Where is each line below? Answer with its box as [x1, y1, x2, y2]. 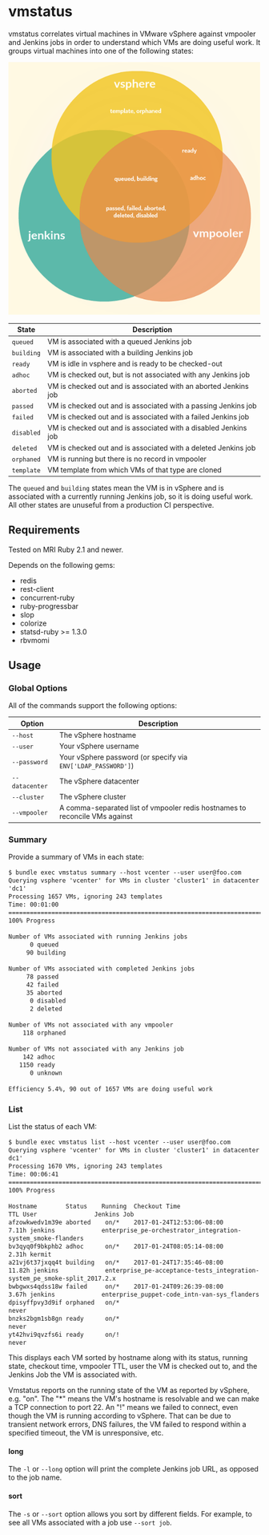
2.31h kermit [8, 1250, 52, 1259]
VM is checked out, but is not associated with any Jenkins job [47, 370, 251, 379]
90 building [26, 949, 66, 957]
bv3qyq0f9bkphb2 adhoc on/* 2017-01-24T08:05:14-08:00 [8, 1242, 224, 1251]
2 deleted [29, 1005, 62, 1013]
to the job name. [8, 1472, 62, 1482]
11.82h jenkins [8, 1266, 59, 1275]
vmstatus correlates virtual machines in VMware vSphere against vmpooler [8, 29, 256, 38]
